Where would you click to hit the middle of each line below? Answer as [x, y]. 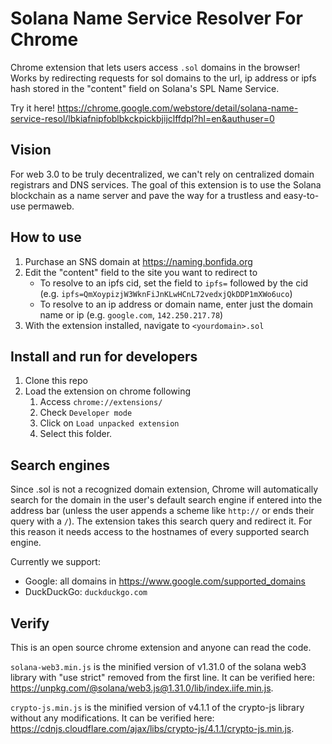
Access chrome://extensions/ [101, 402]
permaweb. [51, 206]
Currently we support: [55, 562]
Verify [30, 623]
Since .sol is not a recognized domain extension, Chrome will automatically [164, 489]
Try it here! [33, 108]
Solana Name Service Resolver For [156, 18]
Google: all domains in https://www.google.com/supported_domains [165, 581]
